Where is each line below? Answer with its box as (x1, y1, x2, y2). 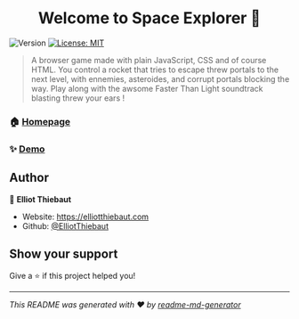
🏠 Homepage (9, 115, 71, 127)
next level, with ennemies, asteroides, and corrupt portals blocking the (30, 73, 290, 84)
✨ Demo (9, 143, 45, 155)
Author (9, 170, 49, 185)
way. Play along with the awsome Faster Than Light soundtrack (30, 83, 264, 94)
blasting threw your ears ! (30, 93, 125, 103)
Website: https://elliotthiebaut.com (21, 211, 149, 222)
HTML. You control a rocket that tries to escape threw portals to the (30, 64, 279, 75)
